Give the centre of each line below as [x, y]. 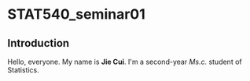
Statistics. [24, 70]
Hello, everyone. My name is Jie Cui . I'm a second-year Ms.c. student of [125, 62]
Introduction [39, 43]
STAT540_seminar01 [77, 14]
